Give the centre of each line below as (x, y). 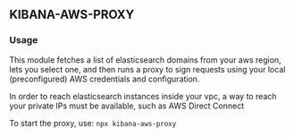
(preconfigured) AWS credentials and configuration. (105, 79)
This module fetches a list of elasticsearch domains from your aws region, (145, 60)
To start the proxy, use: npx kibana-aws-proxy (93, 123)
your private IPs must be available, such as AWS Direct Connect (127, 106)
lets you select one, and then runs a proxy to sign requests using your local (147, 69)
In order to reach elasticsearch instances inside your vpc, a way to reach (143, 96)
